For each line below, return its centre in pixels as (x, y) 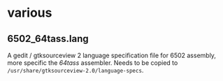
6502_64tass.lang (48, 39)
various (30, 13)
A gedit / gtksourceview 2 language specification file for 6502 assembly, (112, 55)
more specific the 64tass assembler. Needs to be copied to (93, 63)
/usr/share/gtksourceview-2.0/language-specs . (75, 70)
